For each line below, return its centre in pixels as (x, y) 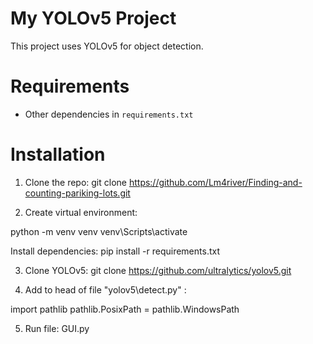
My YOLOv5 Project (93, 18)
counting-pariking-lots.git (77, 193)
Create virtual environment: (81, 212)
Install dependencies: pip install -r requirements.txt (115, 251)
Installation (58, 154)
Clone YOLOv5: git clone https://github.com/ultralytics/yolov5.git (158, 270)
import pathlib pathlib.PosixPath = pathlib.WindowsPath (125, 309)
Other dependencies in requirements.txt (109, 114)
